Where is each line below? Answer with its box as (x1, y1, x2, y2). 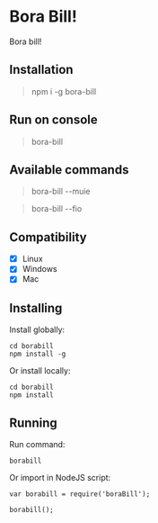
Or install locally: (9, 365, 71, 376)
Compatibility (9, 230, 87, 245)
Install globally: (9, 324, 66, 335)
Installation (9, 62, 74, 77)
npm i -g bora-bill (31, 86, 97, 96)
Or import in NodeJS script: (9, 473, 111, 482)
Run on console (9, 113, 98, 128)
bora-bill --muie (31, 186, 91, 197)
